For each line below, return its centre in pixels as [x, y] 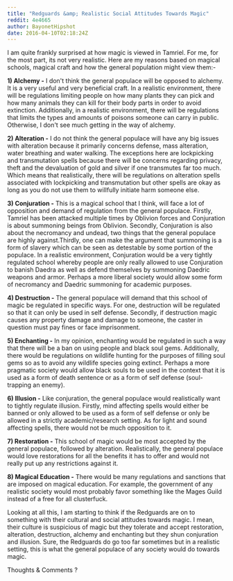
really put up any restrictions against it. [63, 463]
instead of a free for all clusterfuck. [58, 499]
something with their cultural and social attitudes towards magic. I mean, [111, 520]
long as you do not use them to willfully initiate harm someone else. [103, 190]
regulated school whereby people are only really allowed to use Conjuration [115, 262]
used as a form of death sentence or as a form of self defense [96, 378]
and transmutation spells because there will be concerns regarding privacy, [115, 161]
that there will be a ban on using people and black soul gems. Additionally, [113, 348]
